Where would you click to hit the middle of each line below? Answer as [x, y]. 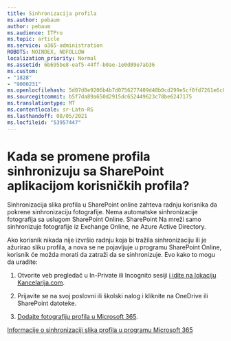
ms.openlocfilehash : [37, 90]
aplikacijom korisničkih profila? [98, 186]
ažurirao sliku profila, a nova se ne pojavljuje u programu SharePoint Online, [114, 247]
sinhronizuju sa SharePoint [86, 171]
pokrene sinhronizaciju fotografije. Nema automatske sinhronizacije [102, 212]
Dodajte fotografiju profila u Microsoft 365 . [78, 317]
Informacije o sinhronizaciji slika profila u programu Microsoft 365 [100, 330]
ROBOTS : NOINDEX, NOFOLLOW [46, 52]
